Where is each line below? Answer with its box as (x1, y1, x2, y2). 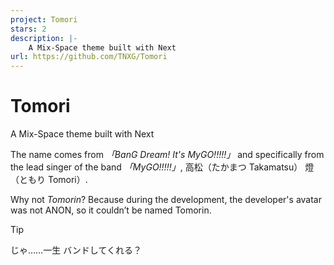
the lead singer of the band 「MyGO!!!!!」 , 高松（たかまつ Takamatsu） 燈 (10, 161, 315, 173)
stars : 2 (10, 24, 47, 34)
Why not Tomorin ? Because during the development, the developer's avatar (10, 194, 322, 206)
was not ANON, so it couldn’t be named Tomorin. (10, 204, 212, 216)
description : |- (10, 33, 78, 43)
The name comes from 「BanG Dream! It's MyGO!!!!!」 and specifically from (10, 149, 325, 161)
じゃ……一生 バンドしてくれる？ (10, 244, 142, 256)
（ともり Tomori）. (10, 174, 88, 186)
